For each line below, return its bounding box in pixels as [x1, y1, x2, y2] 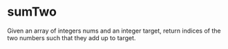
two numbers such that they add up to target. [7, 33, 136, 42]
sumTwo [7, 4, 57, 20]
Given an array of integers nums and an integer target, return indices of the [7, 27, 221, 35]
